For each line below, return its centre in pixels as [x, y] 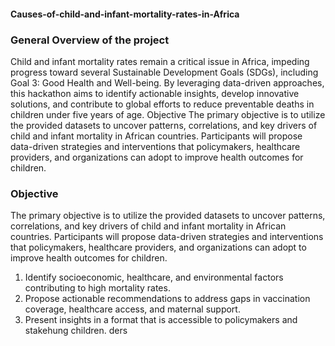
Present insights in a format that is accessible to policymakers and [161, 320]
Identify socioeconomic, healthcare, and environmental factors [154, 277]
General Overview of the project [90, 40]
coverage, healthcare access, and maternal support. [132, 309]
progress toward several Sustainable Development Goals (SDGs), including [164, 72]
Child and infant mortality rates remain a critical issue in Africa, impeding [160, 61]
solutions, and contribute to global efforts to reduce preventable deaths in [162, 104]
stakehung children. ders [76, 331]
